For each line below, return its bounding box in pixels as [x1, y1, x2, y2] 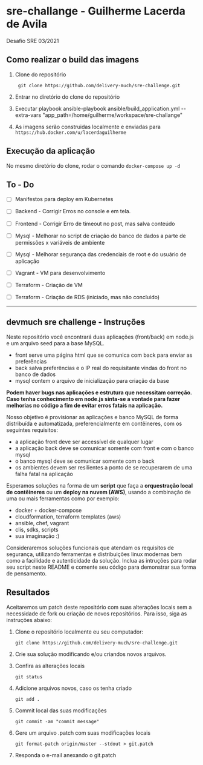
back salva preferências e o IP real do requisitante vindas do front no [14, 364, 187, 371]
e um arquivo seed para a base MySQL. [6, 339, 105, 346]
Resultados [6, 588, 50, 598]
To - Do [6, 179, 34, 190]
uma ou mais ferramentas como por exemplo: [6, 495, 120, 502]
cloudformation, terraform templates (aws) [14, 513, 121, 520]
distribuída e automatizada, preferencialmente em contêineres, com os [6, 420, 182, 427]
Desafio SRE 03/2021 [6, 37, 59, 44]
